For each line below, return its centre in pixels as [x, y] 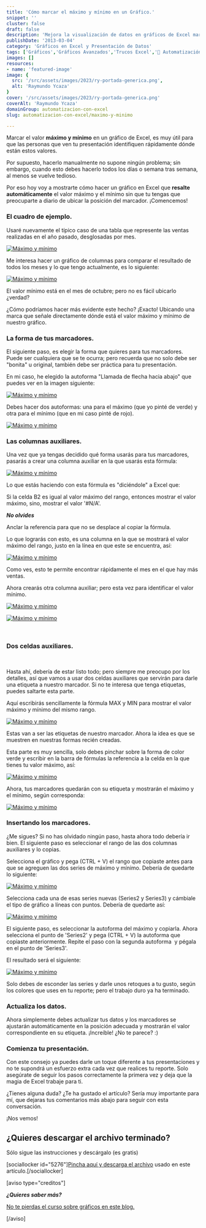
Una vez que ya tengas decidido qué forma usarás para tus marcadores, [98, 455]
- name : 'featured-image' [39, 69]
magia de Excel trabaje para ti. [45, 1082]
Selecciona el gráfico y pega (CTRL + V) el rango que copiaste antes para [100, 861]
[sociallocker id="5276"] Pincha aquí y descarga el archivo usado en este [98, 1165]
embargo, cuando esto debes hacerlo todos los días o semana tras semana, [102, 169]
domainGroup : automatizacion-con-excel [57, 109]
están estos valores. [32, 151]
